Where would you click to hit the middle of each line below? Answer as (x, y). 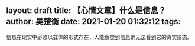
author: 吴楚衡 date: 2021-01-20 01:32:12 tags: (94, 22)
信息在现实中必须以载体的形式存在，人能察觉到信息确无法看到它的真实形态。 (99, 37)
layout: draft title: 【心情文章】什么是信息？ (86, 11)
